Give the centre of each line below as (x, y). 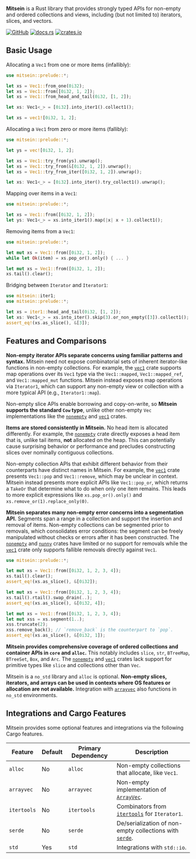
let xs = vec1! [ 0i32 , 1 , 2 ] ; (41, 118)
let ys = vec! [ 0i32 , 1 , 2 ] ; (40, 150)
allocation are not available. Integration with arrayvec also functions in (91, 689)
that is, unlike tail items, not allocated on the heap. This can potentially (91, 440)
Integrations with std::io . (151, 847)
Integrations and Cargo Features (66, 714)
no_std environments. (32, 695)
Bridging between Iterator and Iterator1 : (57, 285)
